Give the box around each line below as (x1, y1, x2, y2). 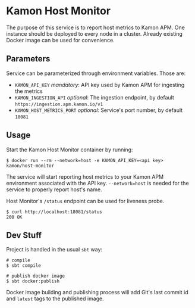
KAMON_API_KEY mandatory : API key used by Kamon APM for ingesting (14, 81, 185, 88)
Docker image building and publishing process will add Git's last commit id (6, 289, 188, 296)
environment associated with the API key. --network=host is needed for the (6, 179, 189, 186)
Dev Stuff (6, 230, 42, 240)
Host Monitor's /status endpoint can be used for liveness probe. (6, 197, 165, 204)
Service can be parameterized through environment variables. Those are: (6, 70, 186, 77)
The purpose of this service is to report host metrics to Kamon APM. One (6, 24, 185, 31)
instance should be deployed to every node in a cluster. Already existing (6, 30, 183, 37)
